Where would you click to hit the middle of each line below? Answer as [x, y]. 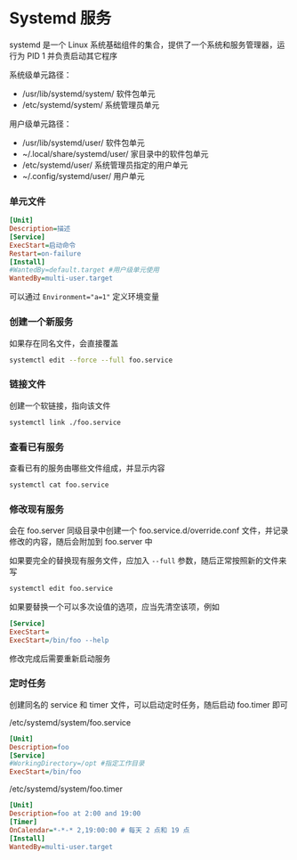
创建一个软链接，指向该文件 [60, 405]
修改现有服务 [37, 509]
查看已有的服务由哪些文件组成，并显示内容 [87, 468]
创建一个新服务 [41, 322]
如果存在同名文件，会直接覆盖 [64, 343]
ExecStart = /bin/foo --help [59, 640]
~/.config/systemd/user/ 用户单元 [83, 176]
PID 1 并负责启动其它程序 [72, 55]
